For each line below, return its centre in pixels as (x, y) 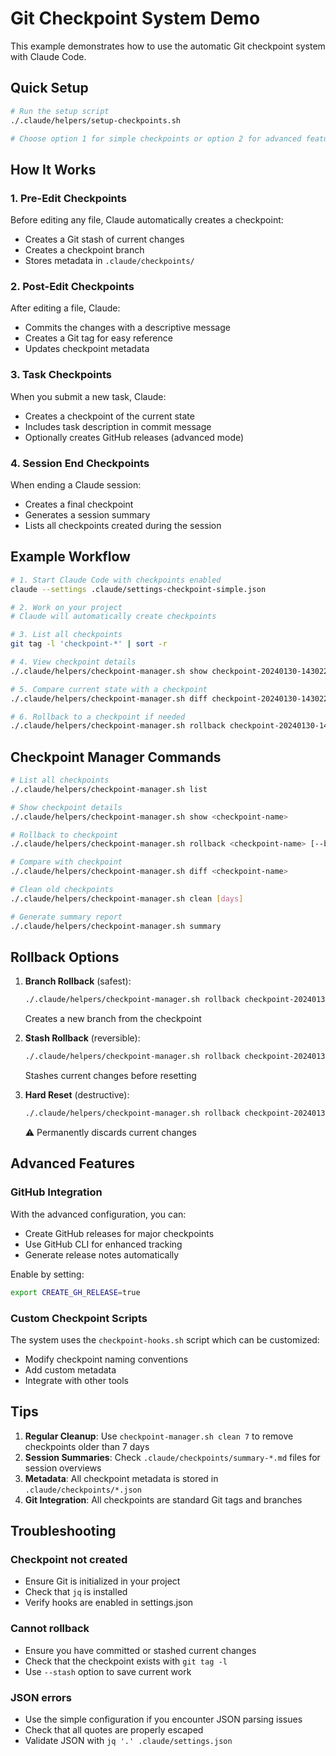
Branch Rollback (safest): (78, 981)
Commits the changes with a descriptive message (127, 328)
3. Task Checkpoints (61, 375)
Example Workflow (70, 557)
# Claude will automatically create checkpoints (113, 617)
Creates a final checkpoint (79, 504)
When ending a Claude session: (76, 484)
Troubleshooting (63, 1531)
